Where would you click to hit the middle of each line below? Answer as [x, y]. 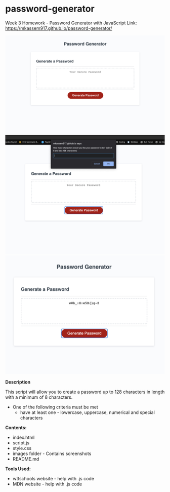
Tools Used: [18, 469]
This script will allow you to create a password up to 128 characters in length [85, 392]
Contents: [16, 428]
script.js [21, 443]
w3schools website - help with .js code [53, 479]
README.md [26, 459]
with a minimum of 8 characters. [39, 397]
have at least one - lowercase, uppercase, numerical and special [88, 412]
